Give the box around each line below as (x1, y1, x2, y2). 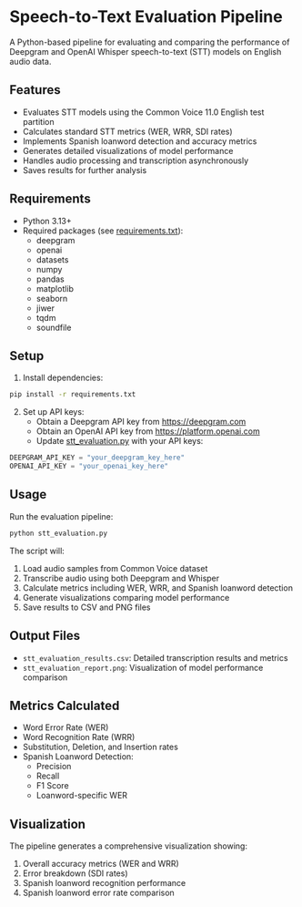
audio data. (9, 56, 52, 67)
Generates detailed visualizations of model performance (22, 145, 234, 156)
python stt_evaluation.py (9, 529, 107, 538)
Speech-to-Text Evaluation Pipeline (9, 6, 284, 27)
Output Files (9, 628, 80, 644)
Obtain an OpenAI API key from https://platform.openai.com (35, 426, 261, 437)
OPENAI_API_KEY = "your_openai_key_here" (9, 462, 169, 471)
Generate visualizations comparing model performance (22, 592, 230, 603)
